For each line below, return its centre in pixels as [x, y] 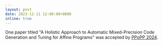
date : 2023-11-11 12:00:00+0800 [38, 14]
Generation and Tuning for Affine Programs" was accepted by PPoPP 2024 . [82, 37]
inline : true [18, 18]
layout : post [18, 9]
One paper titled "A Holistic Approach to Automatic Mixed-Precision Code [80, 32]
